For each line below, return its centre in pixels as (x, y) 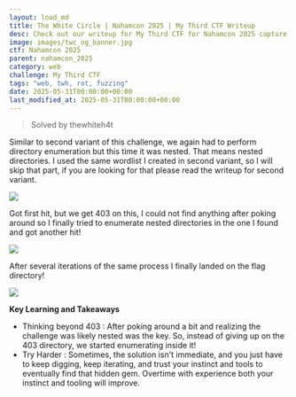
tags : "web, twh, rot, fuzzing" (69, 83)
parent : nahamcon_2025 (51, 58)
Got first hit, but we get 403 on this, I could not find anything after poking (143, 214)
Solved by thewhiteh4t (72, 125)
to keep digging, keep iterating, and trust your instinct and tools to (142, 364)
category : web (35, 67)
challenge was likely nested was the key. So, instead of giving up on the (153, 336)
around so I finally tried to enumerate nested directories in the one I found (144, 223)
